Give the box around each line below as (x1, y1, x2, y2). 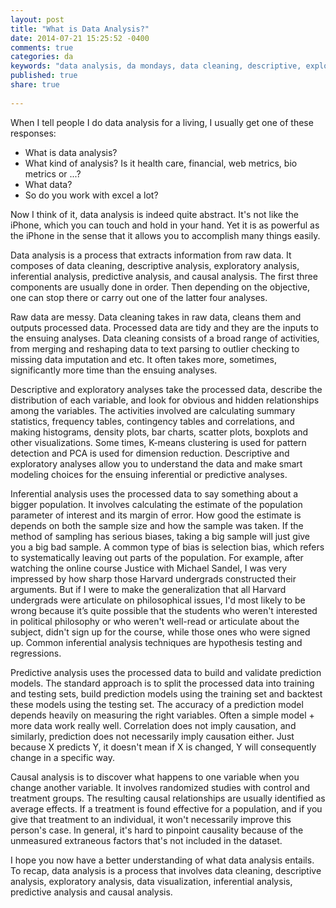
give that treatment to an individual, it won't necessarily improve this (10, 813, 292, 825)
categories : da (10, 52, 74, 62)
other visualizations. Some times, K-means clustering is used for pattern (10, 436, 307, 448)
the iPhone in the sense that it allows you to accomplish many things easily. (10, 229, 321, 241)
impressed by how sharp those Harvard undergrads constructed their (10, 572, 297, 585)
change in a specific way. (10, 751, 115, 763)
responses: (10, 127, 57, 139)
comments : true (10, 42, 74, 53)
